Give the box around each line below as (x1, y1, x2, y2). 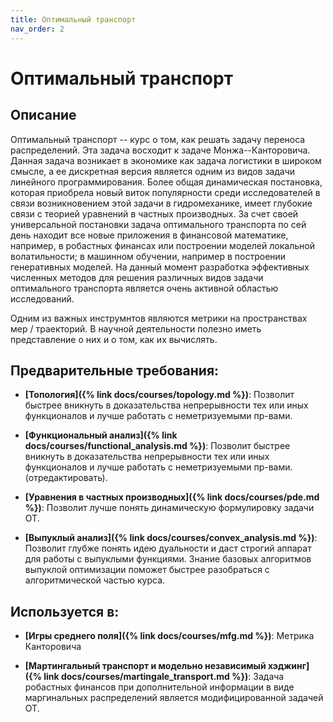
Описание (10, 107, 77, 124)
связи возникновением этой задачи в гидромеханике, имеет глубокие (10, 197, 313, 209)
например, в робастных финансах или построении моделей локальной (10, 239, 315, 251)
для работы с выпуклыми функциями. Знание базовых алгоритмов (24, 553, 312, 565)
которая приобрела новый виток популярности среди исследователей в (10, 186, 321, 198)
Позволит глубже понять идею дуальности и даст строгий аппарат (24, 542, 312, 555)
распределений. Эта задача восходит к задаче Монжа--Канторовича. (10, 144, 311, 156)
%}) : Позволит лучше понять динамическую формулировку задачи (24, 502, 315, 514)
